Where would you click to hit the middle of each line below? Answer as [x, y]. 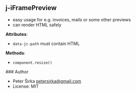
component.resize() [32, 62]
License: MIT [26, 86]
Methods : [16, 53]
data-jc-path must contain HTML [46, 44]
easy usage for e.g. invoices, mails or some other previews [72, 19]
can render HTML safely [37, 25]
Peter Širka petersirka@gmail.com [47, 81]
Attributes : [17, 34]
